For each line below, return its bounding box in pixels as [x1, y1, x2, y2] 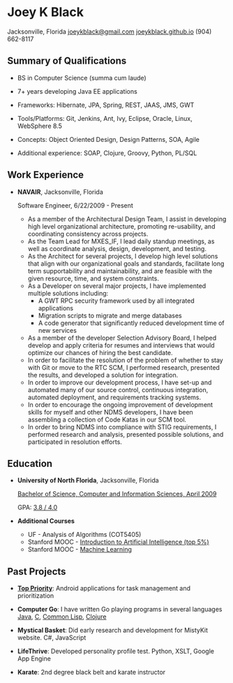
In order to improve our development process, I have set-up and [27, 378, 212, 387]
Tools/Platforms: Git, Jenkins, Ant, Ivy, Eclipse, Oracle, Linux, [17, 114, 193, 122]
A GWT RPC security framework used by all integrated [38, 296, 195, 305]
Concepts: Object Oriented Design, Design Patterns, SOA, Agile [17, 135, 200, 143]
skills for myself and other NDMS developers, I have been [27, 408, 193, 416]
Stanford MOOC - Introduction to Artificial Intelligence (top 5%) [27, 538, 209, 546]
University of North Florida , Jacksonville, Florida [17, 476, 159, 484]
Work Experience [7, 169, 84, 181]
